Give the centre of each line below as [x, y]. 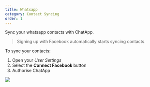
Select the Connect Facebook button [49, 65]
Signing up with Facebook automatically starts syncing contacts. [81, 42]
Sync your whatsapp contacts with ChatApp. [50, 32]
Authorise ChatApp [31, 71]
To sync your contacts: [28, 51]
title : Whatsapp [21, 9]
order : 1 [14, 18]
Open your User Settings [37, 60]
